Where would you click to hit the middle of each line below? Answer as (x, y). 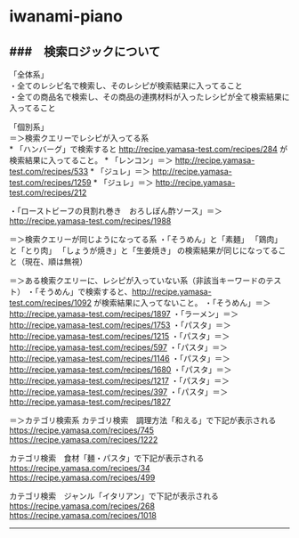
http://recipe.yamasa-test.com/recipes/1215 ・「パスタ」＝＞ (120, 336)
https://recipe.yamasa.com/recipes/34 (80, 468)
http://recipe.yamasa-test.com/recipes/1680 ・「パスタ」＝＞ (121, 370)
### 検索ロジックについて (85, 51)
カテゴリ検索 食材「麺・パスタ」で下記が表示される (107, 458)
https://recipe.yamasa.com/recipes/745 (81, 430)
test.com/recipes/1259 (50, 183)
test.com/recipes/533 (49, 171)
